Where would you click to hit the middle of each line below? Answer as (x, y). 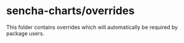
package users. (25, 33)
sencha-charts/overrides (70, 11)
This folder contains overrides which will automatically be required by (92, 27)
